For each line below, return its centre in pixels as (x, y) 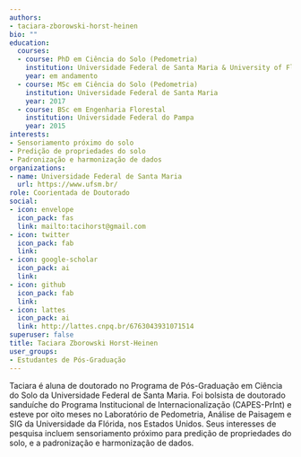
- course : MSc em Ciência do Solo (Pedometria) (108, 84)
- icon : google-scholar (54, 260)
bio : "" (24, 34)
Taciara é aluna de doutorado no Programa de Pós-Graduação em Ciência (146, 385)
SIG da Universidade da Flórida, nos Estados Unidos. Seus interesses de (143, 424)
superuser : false (42, 335)
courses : (34, 51)
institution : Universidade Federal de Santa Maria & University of (154, 68)
